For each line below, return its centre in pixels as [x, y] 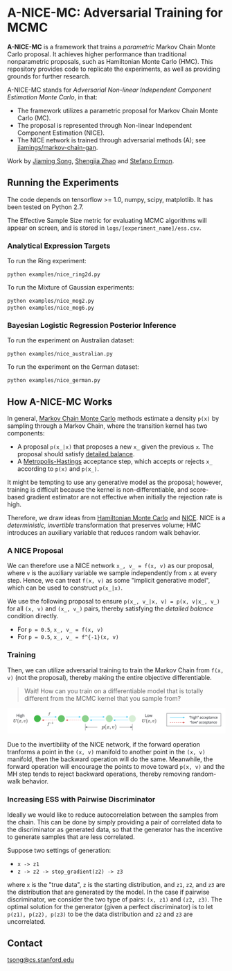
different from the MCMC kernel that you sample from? [102, 698]
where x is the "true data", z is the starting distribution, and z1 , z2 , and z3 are [116, 884]
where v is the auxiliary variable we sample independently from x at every [112, 573]
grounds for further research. [49, 76]
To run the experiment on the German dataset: [73, 367]
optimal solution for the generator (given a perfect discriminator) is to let [110, 906]
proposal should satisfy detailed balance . [76, 454]
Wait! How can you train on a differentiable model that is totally [114, 691]
